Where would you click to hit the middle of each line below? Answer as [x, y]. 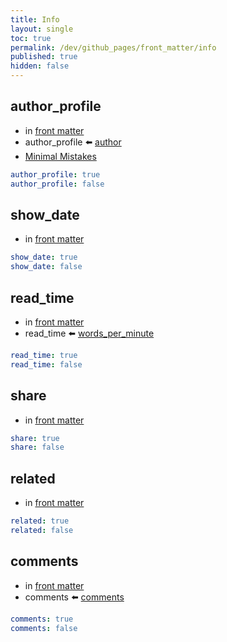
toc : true [31, 38]
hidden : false [40, 66]
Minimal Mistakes [60, 156]
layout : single [42, 29]
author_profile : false [57, 184]
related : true [40, 521]
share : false [37, 447]
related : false [42, 530]
